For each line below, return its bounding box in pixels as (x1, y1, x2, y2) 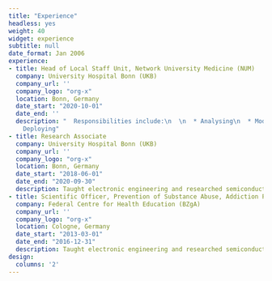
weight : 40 (8, 27, 45, 35)
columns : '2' (15, 260, 60, 268)
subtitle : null (8, 42, 60, 50)
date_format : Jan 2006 (8, 49, 85, 57)
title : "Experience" (8, 11, 79, 20)
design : (8, 253, 35, 261)
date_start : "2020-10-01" (15, 102, 104, 110)
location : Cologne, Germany (15, 223, 111, 231)
